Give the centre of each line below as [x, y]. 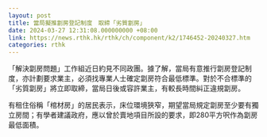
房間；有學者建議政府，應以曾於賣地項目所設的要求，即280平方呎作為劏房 [136, 115]
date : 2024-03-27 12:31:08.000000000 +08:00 [83, 30]
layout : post [30, 15]
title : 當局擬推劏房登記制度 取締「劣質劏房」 [77, 23]
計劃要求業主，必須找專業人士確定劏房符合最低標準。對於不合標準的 [140, 78]
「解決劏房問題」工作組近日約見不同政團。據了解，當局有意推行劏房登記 [126, 69]
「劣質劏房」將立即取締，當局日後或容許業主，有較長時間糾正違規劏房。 [126, 89]
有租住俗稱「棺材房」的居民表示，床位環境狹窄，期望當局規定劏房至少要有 [130, 105]
